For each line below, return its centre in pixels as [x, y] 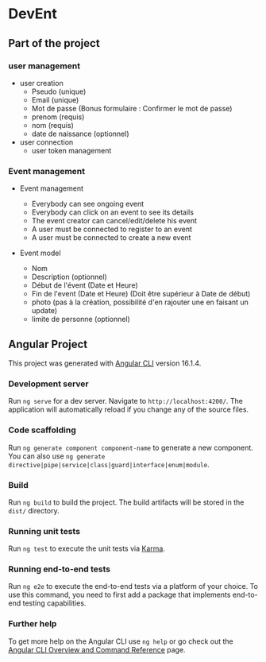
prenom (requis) [58, 117]
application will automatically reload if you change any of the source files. [128, 409]
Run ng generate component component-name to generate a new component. [131, 447]
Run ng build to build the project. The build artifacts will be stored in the [126, 502]
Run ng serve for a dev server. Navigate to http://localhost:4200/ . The [126, 401]
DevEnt [33, 14]
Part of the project [54, 43]
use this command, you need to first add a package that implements [120, 595]
